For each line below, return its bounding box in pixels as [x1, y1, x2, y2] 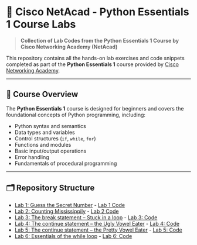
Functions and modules [14, 141, 72, 148]
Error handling [14, 153, 49, 160]
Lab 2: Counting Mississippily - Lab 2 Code [14, 208, 119, 215]
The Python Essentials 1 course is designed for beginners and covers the [6, 105, 184, 112]
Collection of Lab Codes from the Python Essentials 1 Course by [20, 37, 179, 44]
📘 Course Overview [6, 89, 79, 99]
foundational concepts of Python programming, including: [6, 111, 145, 118]
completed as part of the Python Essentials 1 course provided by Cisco [6, 61, 179, 68]
